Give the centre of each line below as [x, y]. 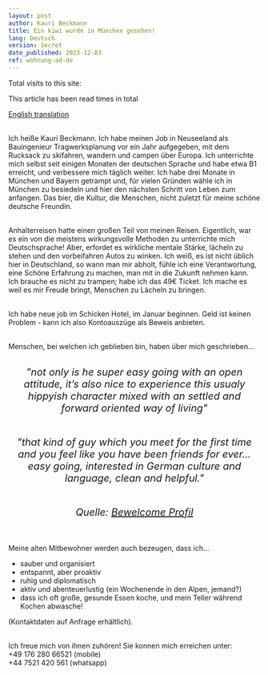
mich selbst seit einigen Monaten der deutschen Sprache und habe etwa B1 [133, 163]
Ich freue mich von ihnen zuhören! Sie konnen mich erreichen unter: [120, 645]
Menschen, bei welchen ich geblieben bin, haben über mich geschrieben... [131, 346]
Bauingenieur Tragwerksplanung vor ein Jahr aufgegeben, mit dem [119, 147]
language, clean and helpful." [134, 478]
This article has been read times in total [73, 98]
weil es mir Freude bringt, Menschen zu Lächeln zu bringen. [107, 290]
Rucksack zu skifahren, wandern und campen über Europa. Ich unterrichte [131, 155]
